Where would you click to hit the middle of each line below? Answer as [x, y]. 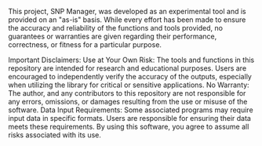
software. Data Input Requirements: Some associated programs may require [131, 110]
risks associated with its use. [55, 135]
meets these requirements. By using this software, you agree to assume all [129, 126]
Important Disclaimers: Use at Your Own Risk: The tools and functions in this [131, 60]
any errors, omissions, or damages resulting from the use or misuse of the [128, 102]
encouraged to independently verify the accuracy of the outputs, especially [130, 77]
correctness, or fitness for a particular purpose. [85, 45]
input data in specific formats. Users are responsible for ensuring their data [129, 118]
